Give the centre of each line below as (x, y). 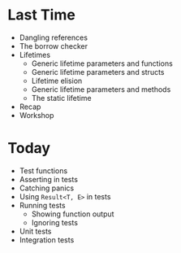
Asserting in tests (49, 179)
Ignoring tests (55, 222)
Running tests (42, 205)
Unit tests (35, 231)
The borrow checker (54, 46)
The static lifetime (61, 98)
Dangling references (54, 37)
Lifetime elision (57, 81)
